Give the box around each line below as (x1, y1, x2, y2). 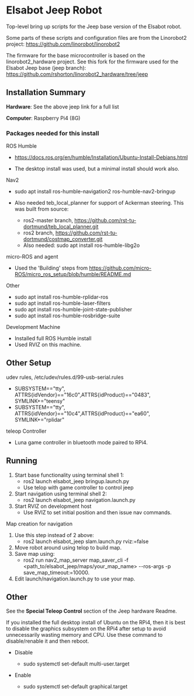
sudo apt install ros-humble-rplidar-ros (14, 294, 109, 301)
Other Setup (6, 358, 51, 368)
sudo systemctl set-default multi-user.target (23, 660, 130, 667)
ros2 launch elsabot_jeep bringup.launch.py (23, 477, 130, 484)
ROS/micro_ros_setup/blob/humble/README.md (14, 271, 131, 278)
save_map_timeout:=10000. (23, 569, 89, 576)
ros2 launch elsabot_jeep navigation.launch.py (23, 496, 136, 503)
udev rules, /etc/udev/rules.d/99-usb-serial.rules (6, 374, 124, 381)
